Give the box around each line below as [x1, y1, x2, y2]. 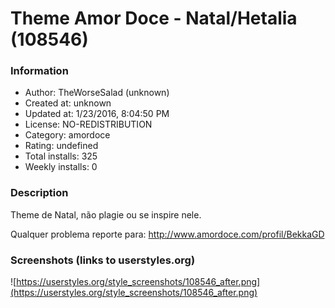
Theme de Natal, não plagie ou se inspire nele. [10, 208, 202, 221]
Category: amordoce [24, 129, 111, 141]
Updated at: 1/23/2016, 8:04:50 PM [24, 108, 170, 120]
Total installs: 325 [24, 150, 98, 162]
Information [10, 64, 69, 78]
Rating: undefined [24, 140, 99, 152]
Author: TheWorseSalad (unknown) [24, 87, 170, 99]
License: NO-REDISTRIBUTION [24, 118, 153, 131]
